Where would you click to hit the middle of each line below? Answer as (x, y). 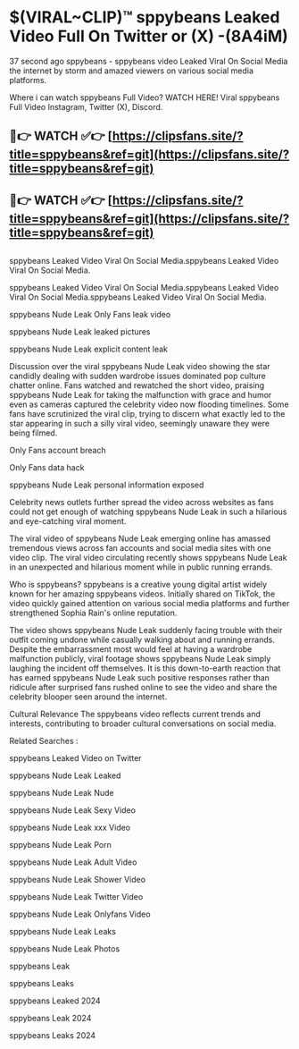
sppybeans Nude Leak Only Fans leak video (90, 315)
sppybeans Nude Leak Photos (65, 949)
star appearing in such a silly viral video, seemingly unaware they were (140, 424)
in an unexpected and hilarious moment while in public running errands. (141, 567)
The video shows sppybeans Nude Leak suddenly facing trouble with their (146, 630)
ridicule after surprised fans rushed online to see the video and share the (143, 688)
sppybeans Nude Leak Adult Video (73, 862)
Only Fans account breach (58, 451)
